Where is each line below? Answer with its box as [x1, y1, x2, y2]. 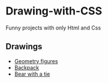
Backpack [14, 64, 40, 71]
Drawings [5, 41, 43, 52]
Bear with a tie [14, 70, 50, 78]
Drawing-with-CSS [5, 4, 103, 18]
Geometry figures [14, 57, 58, 64]
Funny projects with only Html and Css [5, 24, 101, 31]
